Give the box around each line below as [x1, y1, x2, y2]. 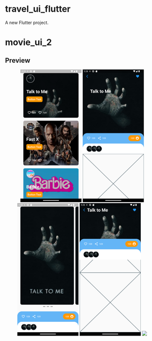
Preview [5, 56, 31, 65]
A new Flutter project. [5, 20, 49, 25]
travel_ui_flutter [5, 3, 71, 15]
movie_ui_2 [5, 37, 52, 48]
